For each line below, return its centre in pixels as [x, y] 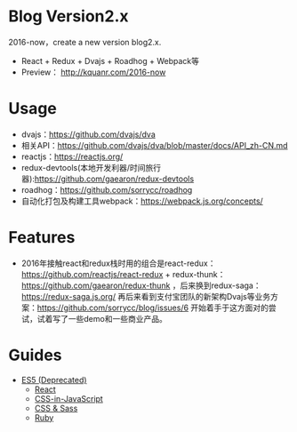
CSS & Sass [56, 408]
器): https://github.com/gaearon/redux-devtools [108, 179]
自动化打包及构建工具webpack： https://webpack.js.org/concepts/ [142, 201]
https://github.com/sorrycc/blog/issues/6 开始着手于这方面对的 [153, 308]
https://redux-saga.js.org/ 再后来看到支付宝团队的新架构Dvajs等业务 [146, 296]
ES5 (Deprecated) [54, 380]
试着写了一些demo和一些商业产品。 [102, 318]
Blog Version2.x [68, 16]
